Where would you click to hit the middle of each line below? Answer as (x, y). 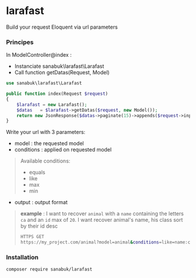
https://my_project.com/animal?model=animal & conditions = (91, 242)
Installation (22, 258)
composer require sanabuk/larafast (49, 270)
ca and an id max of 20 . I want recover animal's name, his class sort (101, 220)
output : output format (41, 203)
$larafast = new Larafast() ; (52, 104)
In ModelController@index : (39, 55)
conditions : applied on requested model (63, 150)
